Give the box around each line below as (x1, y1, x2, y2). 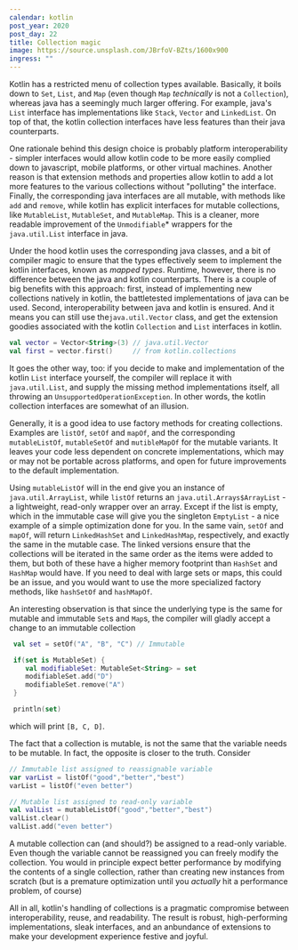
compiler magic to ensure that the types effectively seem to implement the (9, 255, 282, 265)
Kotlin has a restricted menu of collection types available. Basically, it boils (9, 79, 282, 89)
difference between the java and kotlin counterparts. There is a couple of (9, 274, 278, 285)
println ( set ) (12, 704, 62, 713)
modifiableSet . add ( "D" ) (25, 672, 114, 681)
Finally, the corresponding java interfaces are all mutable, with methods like (9, 190, 286, 201)
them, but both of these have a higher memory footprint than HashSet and (9, 558, 278, 568)
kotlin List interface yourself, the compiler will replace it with (9, 372, 233, 382)
